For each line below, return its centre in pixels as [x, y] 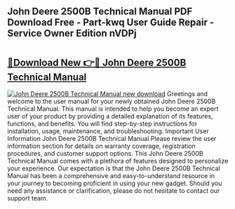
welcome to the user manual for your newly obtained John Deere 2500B [112, 101]
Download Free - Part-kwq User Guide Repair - [111, 23]
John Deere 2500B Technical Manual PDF [100, 12]
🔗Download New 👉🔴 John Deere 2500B [97, 62]
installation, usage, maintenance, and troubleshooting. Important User [108, 131]
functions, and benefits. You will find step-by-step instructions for [102, 123]
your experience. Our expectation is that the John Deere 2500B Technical [114, 168]
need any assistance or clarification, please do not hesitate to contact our [114, 191]
